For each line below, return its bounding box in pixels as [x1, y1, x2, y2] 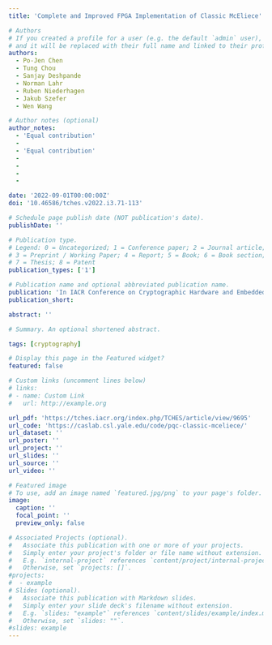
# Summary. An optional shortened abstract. [8, 325, 161, 333]
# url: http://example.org [8, 399, 107, 407]
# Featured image [8, 481, 67, 489]
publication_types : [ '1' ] [8, 266, 96, 274]
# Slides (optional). [8, 587, 82, 595]
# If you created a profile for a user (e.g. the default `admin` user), [8, 34, 263, 42]
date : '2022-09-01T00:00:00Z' [8, 191, 111, 200]
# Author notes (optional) [8, 117, 100, 125]
